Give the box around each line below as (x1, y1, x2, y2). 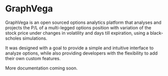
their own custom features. (5, 55, 61, 61)
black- (150, 30, 163, 36)
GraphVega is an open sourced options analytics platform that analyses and (5, 19, 161, 25)
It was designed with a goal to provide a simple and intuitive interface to (5, 45, 154, 51)
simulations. (22, 35, 48, 41)
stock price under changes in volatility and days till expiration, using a (5, 30, 149, 36)
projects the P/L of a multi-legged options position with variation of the (5, 24, 151, 30)
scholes (5, 35, 22, 41)
